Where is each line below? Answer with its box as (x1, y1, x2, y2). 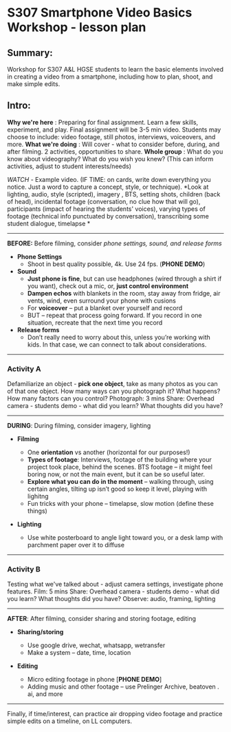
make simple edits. (7, 80, 60, 88)
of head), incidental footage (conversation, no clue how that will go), (7, 197, 201, 205)
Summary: (7, 47, 53, 59)
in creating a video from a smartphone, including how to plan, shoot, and (7, 72, 213, 81)
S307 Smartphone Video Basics (7, 5, 192, 21)
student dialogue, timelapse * (7, 219, 91, 227)
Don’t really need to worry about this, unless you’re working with (27, 333, 211, 341)
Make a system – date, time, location (27, 649, 131, 657)
